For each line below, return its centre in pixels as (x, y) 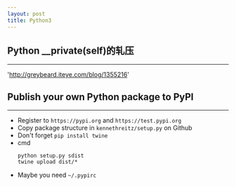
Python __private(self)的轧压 (71, 50)
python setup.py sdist (51, 156)
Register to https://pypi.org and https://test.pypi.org (99, 120)
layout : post (26, 14)
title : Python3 (29, 20)
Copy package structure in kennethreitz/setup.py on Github (105, 128)
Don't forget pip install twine (63, 135)
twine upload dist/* (47, 162)
